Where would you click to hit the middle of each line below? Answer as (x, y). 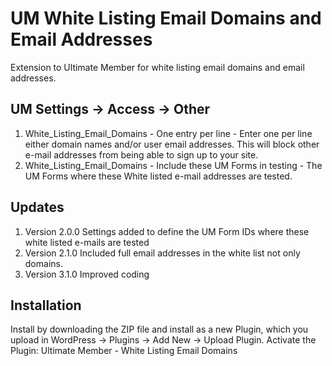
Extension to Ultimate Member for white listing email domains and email (157, 67)
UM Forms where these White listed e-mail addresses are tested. (158, 176)
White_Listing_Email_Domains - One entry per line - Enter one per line (168, 133)
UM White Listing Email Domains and (166, 18)
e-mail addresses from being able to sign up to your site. (141, 154)
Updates (37, 207)
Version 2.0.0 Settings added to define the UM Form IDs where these (167, 231)
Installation (46, 305)
